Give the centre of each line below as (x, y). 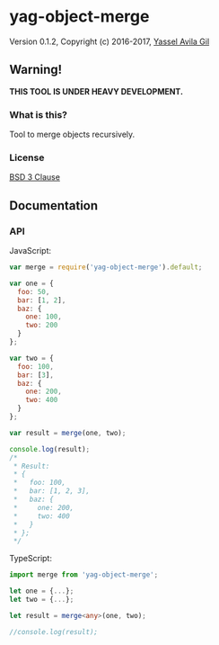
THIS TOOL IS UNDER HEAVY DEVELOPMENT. (96, 91)
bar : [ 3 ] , (35, 375)
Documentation (54, 206)
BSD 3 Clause (35, 177)
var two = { (31, 358)
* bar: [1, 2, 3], (52, 491)
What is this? (38, 114)
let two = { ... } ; (42, 600)
